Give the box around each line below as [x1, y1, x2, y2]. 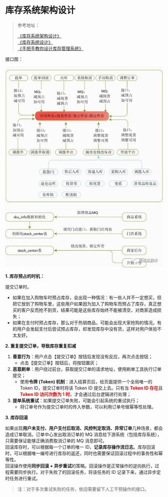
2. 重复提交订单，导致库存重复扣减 [5, 343, 76, 349]
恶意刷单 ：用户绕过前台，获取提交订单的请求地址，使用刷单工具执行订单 [12, 366, 161, 372]
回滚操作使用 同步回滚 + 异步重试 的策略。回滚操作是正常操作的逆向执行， [5, 463, 155, 469]
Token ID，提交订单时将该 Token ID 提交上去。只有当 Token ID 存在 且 [19, 385, 163, 391]
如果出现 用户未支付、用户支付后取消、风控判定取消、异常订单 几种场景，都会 [5, 425, 163, 431]
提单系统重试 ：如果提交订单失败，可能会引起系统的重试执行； [12, 397, 140, 404]
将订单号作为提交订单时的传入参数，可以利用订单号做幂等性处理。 [19, 404, 156, 410]
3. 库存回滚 [5, 415, 28, 421]
